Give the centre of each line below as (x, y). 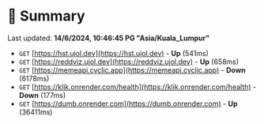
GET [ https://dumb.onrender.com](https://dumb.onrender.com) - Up (128, 103)
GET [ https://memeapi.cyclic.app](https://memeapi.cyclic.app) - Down (132, 70)
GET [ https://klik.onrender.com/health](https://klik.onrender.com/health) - (138, 87)
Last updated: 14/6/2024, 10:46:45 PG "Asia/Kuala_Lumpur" (109, 38)
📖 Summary (46, 16)
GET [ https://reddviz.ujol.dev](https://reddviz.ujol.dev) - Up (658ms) (129, 62)
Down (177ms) (42, 95)
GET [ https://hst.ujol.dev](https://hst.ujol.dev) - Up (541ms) (113, 53)
